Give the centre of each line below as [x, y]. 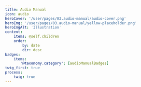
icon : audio [17, 14]
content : [14, 32]
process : [14, 72]
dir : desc [32, 50]
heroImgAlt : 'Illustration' [33, 28]
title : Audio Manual [26, 9]
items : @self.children [36, 37]
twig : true [25, 77]
